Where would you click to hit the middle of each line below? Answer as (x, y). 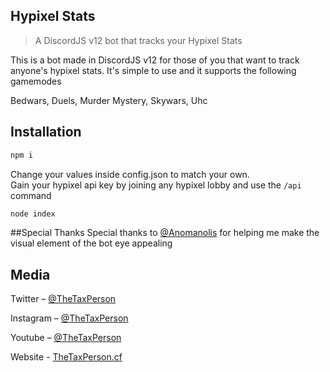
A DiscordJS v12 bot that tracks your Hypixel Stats (138, 40)
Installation (46, 132)
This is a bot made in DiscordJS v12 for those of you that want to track (155, 60)
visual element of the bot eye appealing (91, 243)
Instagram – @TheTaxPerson (69, 318)
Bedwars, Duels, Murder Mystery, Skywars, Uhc (109, 100)
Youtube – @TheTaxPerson (66, 338)
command (31, 195)
